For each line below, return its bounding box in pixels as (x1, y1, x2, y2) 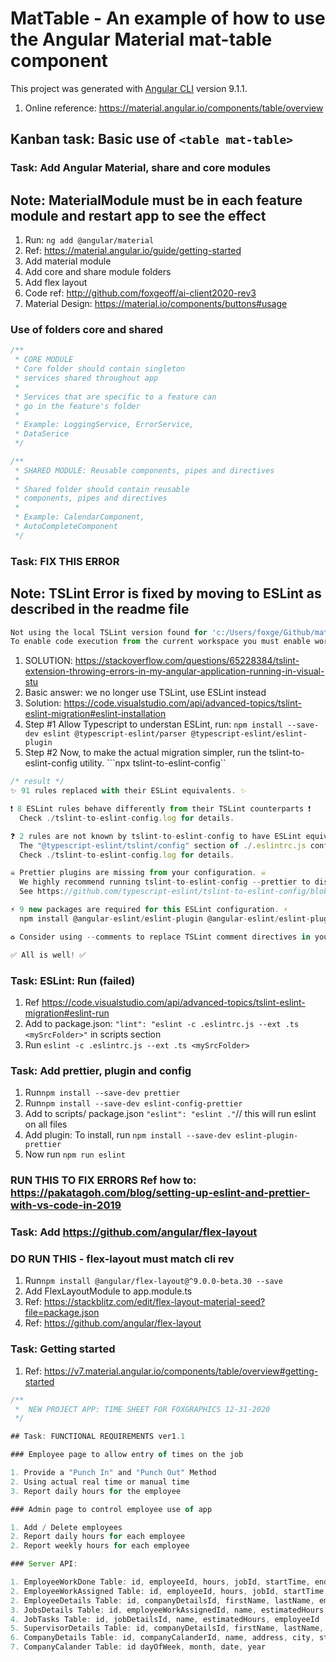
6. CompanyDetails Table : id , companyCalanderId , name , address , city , (10, 1633, 315, 1643)
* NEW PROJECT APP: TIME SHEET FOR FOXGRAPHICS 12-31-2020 (14, 1404, 271, 1414)
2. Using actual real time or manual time (10, 1477, 190, 1487)
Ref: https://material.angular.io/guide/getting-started (24, 245, 242, 257)
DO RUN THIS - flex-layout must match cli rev (10, 1252, 235, 1266)
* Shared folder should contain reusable (14, 484, 190, 494)
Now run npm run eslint (24, 1148, 126, 1161)
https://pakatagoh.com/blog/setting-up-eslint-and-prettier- (10, 1186, 311, 1200)
